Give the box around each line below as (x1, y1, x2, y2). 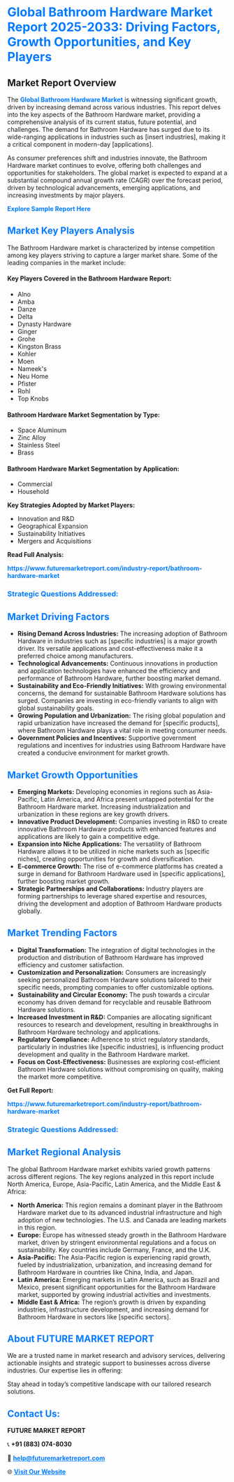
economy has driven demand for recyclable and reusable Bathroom (17, 997, 212, 1006)
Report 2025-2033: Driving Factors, (7, 19, 221, 35)
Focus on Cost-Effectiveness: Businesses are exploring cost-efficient (17, 1057, 220, 1066)
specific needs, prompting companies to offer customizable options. (17, 983, 214, 991)
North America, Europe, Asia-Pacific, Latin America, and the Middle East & (7, 1180, 221, 1188)
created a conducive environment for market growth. (17, 748, 170, 757)
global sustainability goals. (17, 704, 94, 713)
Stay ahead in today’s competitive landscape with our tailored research (7, 1380, 212, 1389)
